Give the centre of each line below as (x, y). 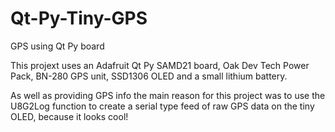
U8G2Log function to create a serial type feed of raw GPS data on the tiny (162, 106)
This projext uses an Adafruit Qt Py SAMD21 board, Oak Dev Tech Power (160, 65)
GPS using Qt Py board (57, 46)
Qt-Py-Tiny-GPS (79, 18)
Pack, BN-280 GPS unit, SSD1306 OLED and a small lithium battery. (149, 76)
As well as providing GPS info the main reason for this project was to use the (168, 95)
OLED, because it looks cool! (69, 116)
